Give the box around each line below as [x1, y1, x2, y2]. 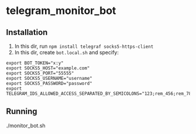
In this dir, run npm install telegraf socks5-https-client [14, 43, 153, 50]
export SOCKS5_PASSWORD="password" [6, 80, 93, 86]
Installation [6, 27, 48, 37]
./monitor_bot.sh [6, 122, 45, 129]
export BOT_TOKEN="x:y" [6, 60, 64, 66]
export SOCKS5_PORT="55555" [6, 70, 75, 76]
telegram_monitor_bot [6, 4, 117, 17]
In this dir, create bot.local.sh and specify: [14, 49, 119, 56]
